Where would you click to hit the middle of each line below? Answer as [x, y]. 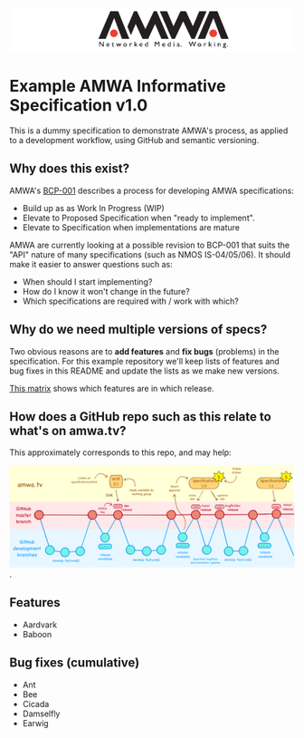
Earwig [35, 723]
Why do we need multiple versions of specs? [138, 330]
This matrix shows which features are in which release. [112, 388]
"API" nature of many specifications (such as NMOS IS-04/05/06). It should [150, 254]
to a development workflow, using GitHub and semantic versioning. [134, 140]
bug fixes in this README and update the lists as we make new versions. [145, 371]
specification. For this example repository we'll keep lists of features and [145, 361]
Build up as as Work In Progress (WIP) [93, 208]
